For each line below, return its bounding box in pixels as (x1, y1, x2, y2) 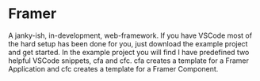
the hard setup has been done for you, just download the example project (8, 39, 248, 48)
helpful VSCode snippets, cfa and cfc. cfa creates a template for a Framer (8, 56, 250, 65)
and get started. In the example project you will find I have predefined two (8, 47, 250, 57)
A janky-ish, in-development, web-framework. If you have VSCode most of (8, 31, 252, 40)
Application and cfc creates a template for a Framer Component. (8, 64, 219, 73)
